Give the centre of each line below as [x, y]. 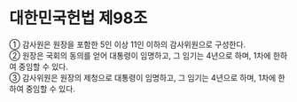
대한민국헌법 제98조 [78, 18]
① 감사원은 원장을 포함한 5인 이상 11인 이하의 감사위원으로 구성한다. [128, 44]
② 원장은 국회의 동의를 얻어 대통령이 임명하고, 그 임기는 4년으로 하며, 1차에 [140, 55]
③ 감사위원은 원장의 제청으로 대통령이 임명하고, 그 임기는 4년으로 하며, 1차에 [143, 77]
